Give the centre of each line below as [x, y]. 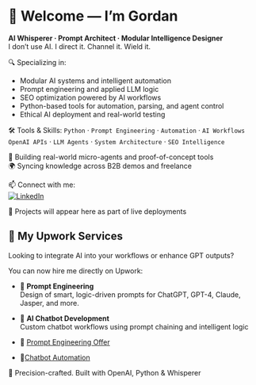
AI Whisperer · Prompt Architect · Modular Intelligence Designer [116, 38]
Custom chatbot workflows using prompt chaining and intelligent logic [134, 326]
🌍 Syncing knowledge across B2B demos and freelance [100, 166]
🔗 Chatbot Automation [55, 357]
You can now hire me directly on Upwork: [76, 271]
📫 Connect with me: [42, 185]
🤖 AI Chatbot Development [64, 318]
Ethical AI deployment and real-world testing [92, 114]
